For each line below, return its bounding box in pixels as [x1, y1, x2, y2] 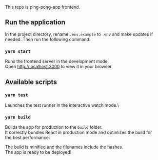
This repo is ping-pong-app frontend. [5, 4, 80, 10]
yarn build [5, 114, 31, 120]
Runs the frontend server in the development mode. [5, 59, 109, 64]
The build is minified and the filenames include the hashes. [5, 144, 123, 150]
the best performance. [5, 135, 50, 140]
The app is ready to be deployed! [5, 149, 72, 155]
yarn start [5, 48, 31, 54]
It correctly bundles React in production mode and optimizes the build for [5, 129, 152, 136]
